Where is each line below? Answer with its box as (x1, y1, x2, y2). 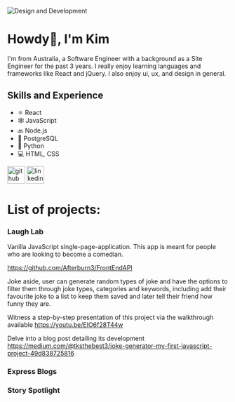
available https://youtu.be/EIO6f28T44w (7, 321, 124, 329)
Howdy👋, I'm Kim (7, 32, 110, 47)
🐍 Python (17, 141, 44, 150)
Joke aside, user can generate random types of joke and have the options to (7, 277, 228, 286)
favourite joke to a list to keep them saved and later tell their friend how (7, 292, 213, 301)
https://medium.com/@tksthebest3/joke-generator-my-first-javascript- (7, 342, 213, 350)
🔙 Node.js (17, 126, 48, 135)
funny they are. (7, 300, 51, 308)
